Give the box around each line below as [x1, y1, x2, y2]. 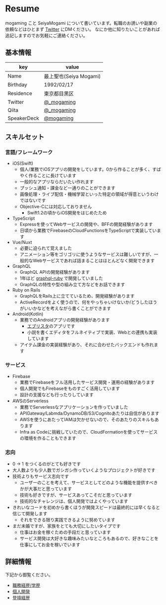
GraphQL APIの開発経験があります [19, 269, 90, 275]
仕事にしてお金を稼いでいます [19, 542, 81, 548]
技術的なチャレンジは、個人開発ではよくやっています [19, 498, 128, 504]
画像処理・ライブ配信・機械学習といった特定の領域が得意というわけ [19, 191, 159, 197]
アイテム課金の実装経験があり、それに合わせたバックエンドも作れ [19, 342, 154, 348]
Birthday [7, 81, 27, 88]
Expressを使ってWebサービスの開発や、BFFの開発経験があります [19, 222, 153, 227]
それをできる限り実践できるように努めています [19, 517, 115, 523]
